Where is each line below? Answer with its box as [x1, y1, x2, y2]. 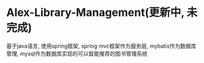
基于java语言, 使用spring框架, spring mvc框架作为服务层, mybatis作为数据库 [6, 42, 197, 50]
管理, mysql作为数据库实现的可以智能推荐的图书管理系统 [6, 50, 148, 57]
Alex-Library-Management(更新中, [6, 6, 184, 20]
